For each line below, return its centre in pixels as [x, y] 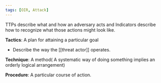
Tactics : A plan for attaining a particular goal [52, 40]
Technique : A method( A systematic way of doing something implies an [80, 60]
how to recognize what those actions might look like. [60, 30]
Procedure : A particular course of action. [48, 75]
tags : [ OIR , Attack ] [27, 10]
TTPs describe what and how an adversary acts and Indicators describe [81, 24]
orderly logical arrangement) [35, 65]
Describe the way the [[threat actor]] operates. [61, 49]
